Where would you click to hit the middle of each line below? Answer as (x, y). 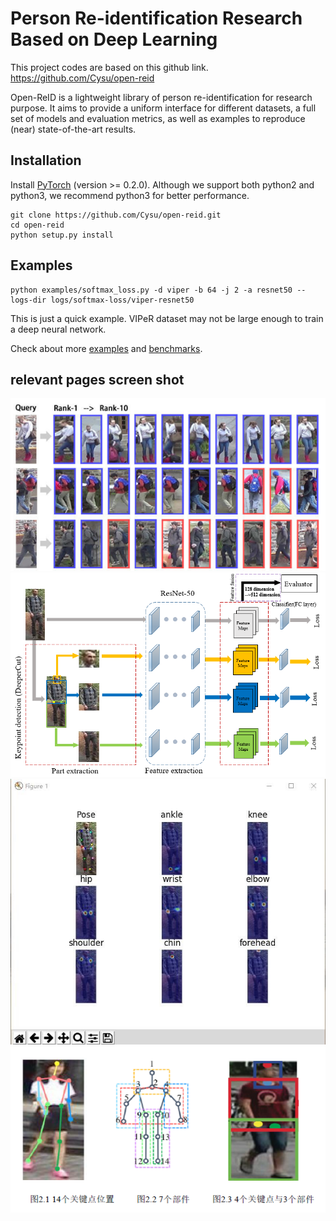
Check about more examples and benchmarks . (106, 348)
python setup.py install (62, 235)
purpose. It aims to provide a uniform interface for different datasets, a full (163, 108)
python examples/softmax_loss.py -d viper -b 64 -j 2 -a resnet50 (151, 290)
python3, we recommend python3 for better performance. (130, 195)
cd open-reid (37, 225)
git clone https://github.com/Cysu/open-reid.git (116, 215)
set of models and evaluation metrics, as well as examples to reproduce (158, 118)
